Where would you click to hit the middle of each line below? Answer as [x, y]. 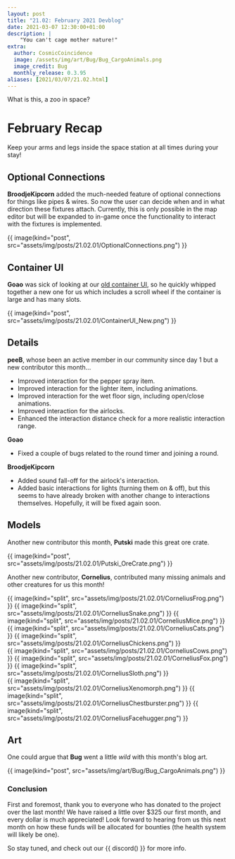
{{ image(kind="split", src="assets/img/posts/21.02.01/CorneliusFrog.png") [116, 598]
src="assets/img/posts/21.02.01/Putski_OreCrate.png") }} [90, 563]
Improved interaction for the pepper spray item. [86, 381]
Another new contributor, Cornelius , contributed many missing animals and [116, 577]
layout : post [26, 14]
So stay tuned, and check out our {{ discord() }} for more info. [97, 848]
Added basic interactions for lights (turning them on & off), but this [114, 488]
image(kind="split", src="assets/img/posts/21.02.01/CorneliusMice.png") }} [116, 621]
